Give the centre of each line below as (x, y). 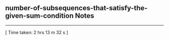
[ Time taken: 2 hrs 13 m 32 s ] (37, 32)
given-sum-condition (39, 16)
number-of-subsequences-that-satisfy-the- (76, 8)
